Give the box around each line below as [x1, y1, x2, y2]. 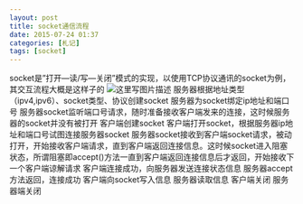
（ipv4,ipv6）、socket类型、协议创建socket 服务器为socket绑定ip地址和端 [9, 96, 282, 107]
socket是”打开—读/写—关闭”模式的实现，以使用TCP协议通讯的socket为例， [9, 73, 291, 84]
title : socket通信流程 [9, 22, 90, 31]
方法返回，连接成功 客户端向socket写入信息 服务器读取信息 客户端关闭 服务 [9, 174, 289, 185]
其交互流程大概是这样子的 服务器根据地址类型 [9, 84, 245, 95]
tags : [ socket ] [9, 47, 67, 56]
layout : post [9, 13, 59, 23]
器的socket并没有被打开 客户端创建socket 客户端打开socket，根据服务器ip [9, 118, 286, 129]
